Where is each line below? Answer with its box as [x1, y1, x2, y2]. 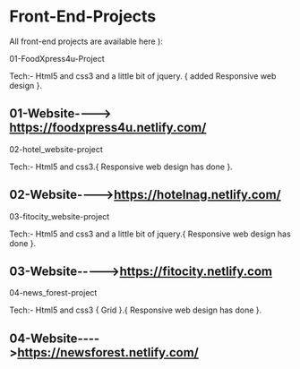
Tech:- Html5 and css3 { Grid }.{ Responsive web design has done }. [9, 305, 262, 315]
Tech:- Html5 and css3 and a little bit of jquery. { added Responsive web [9, 70, 277, 82]
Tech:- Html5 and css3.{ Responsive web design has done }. [9, 161, 233, 172]
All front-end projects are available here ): [9, 36, 164, 47]
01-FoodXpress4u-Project [9, 53, 105, 64]
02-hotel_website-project [9, 143, 103, 154]
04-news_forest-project [9, 287, 98, 298]
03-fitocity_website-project [9, 210, 110, 221]
